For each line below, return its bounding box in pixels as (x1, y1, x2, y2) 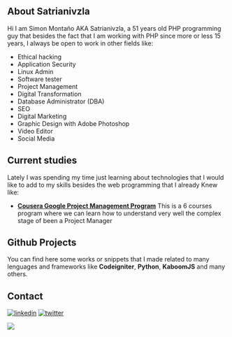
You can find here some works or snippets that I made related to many (7, 255, 210, 264)
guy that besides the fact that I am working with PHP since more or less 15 (7, 31, 222, 40)
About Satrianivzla (7, 6, 90, 17)
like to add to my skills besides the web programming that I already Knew (7, 180, 218, 189)
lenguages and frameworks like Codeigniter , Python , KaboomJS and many (7, 262, 226, 271)
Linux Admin (17, 67, 54, 76)
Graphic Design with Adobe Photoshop (17, 119, 130, 128)
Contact (7, 290, 43, 302)
